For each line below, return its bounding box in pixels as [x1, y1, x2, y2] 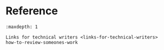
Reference [5, 4, 58, 18]
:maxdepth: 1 [5, 24, 38, 30]
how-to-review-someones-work [5, 39, 78, 45]
